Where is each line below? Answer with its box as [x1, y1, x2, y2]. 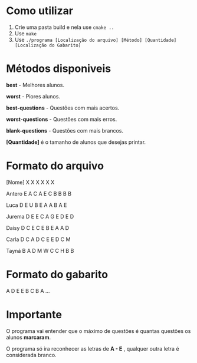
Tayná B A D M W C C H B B [6, 247, 74, 254]
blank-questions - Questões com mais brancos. [6, 127, 124, 134]
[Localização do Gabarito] [14, 42, 81, 48]
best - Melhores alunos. [6, 81, 65, 88]
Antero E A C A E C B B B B [6, 190, 72, 197]
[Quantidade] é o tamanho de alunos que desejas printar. [6, 138, 146, 146]
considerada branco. [6, 351, 57, 358]
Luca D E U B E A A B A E [6, 202, 67, 209]
